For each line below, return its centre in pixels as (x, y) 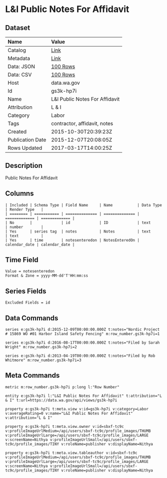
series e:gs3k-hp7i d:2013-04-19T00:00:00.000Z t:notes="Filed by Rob (80, 356)
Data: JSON (21, 66)
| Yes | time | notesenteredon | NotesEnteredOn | (72, 240)
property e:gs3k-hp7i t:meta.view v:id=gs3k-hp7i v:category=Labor (77, 409)
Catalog (17, 50)
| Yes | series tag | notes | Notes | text (78, 231)
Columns (19, 194)
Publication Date (27, 140)
